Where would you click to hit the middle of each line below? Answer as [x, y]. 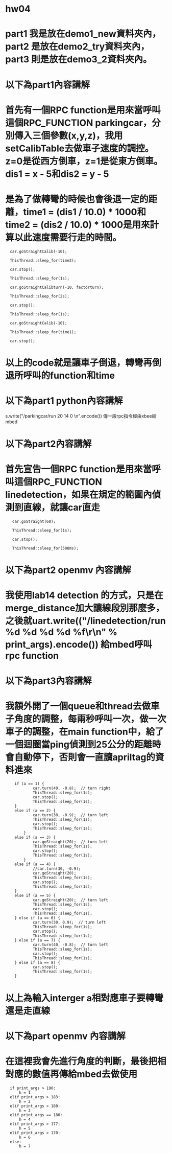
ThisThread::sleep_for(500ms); [45, 548]
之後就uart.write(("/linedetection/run [85, 621]
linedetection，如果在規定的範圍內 [79, 495]
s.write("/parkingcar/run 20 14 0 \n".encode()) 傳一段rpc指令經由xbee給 [81, 416]
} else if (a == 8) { [37, 963]
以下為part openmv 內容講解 [66, 1036]
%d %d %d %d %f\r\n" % [61, 632]
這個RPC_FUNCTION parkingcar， [79, 123]
